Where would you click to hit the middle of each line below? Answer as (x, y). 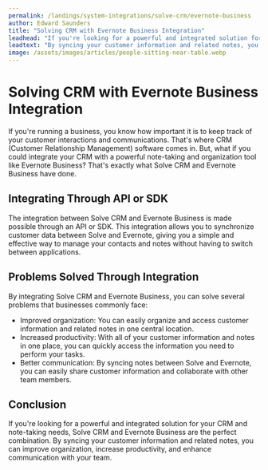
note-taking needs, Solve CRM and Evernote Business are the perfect (122, 432)
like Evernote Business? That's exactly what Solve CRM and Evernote (122, 165)
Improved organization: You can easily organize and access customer (134, 320)
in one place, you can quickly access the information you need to (127, 346)
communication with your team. (60, 458)
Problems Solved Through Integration (104, 277)
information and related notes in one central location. (106, 329)
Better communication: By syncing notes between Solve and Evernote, (136, 362)
